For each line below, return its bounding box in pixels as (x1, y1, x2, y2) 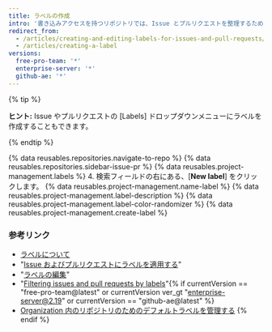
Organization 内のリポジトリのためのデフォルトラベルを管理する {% (19, 305, 248, 315)
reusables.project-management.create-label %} (8, 207, 168, 217)
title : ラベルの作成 (8, 11, 70, 20)
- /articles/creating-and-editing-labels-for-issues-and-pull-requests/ (15, 34, 266, 43)
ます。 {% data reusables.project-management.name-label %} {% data (22, 181, 259, 191)
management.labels (8, 171, 74, 181)
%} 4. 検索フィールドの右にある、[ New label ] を (75, 171, 237, 181)
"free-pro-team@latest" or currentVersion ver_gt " (19, 287, 189, 296)
